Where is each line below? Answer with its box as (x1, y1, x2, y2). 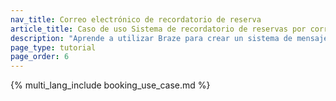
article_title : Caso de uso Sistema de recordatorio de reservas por (10, 24, 307, 34)
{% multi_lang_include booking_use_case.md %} (10, 79, 211, 91)
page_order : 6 (10, 52, 70, 62)
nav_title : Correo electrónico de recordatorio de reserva (10, 14, 262, 25)
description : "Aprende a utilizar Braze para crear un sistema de (10, 33, 293, 43)
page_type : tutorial (10, 42, 97, 53)
